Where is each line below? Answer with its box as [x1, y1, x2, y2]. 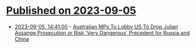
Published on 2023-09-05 [6, 4, 136, 17]
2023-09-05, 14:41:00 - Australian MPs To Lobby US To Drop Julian [14, 23, 178, 30]
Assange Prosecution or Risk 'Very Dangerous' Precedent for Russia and [14, 29, 190, 36]
